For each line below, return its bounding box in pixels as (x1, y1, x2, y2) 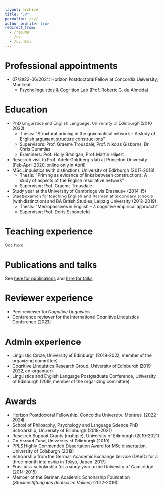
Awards (5, 395, 37, 407)
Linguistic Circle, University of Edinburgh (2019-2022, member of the (12, 352, 152, 358)
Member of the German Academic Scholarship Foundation (12, 474, 130, 480)
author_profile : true (5, 21, 49, 26)
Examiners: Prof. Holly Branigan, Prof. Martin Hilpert (19, 151, 124, 157)
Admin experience (5, 336, 82, 347)
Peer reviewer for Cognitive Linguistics (12, 309, 91, 315)
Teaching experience (5, 226, 93, 237)
